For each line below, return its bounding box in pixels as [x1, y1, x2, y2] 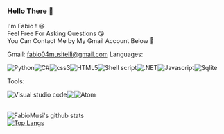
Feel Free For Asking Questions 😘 [7, 29, 105, 37]
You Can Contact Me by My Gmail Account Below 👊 [7, 37, 155, 45]
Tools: [7, 77, 25, 85]
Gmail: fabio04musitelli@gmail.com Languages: [7, 50, 144, 58]
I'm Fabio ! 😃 [7, 22, 45, 31]
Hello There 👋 [7, 6, 54, 16]
